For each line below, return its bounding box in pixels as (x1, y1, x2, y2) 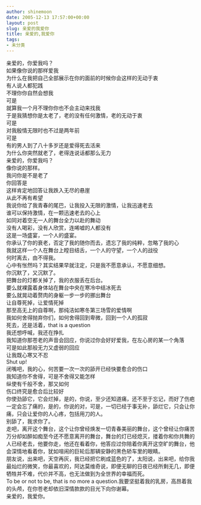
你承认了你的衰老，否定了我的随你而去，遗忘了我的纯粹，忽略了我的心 (6, 239, 179, 246)
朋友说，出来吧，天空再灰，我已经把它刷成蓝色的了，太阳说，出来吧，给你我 (6, 455, 195, 462)
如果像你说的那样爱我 (6, 66, 59, 74)
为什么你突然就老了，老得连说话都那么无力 (6, 149, 111, 156)
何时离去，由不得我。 (6, 254, 59, 261)
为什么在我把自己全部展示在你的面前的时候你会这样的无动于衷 (6, 74, 159, 81)
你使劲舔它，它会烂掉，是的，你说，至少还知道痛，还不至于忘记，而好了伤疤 (6, 395, 195, 402)
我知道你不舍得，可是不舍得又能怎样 (6, 373, 96, 380)
